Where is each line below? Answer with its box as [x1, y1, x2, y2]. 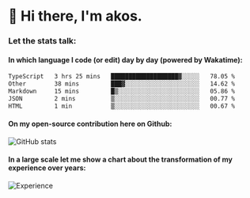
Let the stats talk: [8, 36, 77, 47]
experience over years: [8, 163, 86, 173]
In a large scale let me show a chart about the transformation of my [8, 154, 233, 165]
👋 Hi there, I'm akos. [8, 7, 142, 25]
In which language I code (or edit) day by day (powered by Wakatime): [8, 55, 243, 64]
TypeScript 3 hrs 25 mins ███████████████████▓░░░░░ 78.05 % [8, 73, 236, 81]
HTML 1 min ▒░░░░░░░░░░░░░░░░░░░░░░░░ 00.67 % [8, 102, 236, 110]
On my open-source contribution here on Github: [8, 119, 172, 129]
